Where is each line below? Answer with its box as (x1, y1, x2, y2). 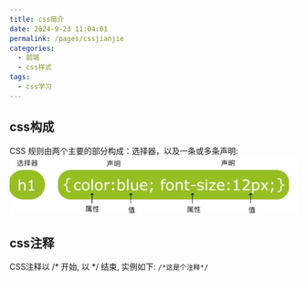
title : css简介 (9, 15, 65, 24)
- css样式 (17, 63, 52, 72)
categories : (9, 44, 55, 53)
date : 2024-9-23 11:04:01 (9, 24, 108, 34)
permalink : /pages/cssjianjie (9, 34, 125, 43)
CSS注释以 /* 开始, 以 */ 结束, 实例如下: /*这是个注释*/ (9, 261, 209, 273)
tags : (9, 73, 30, 82)
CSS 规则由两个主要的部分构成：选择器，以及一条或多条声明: (9, 145, 239, 156)
